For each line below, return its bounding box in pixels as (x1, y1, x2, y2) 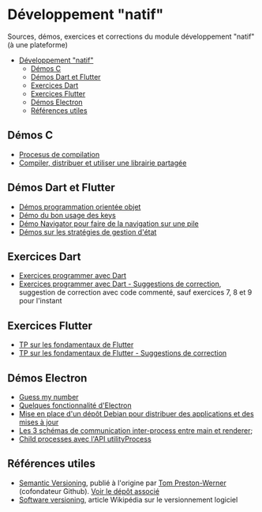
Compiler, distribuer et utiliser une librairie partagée (18, 158, 187, 168)
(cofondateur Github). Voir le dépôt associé (18, 486, 159, 495)
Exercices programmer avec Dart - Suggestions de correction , (18, 279, 222, 289)
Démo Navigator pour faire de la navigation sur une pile (18, 219, 199, 228)
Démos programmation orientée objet (18, 201, 141, 211)
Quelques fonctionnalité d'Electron (18, 401, 132, 410)
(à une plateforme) (7, 40, 69, 49)
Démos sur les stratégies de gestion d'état (18, 227, 157, 236)
